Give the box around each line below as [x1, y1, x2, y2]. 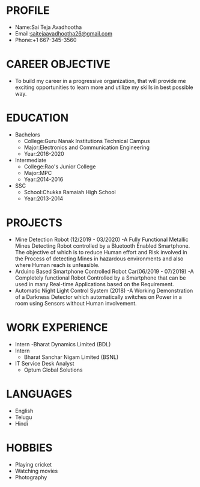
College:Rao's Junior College [23, 163, 96, 170]
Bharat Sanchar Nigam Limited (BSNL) [23, 353, 119, 361]
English [14, 407, 34, 414]
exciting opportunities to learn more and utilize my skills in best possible [14, 84, 193, 91]
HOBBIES [6, 441, 53, 455]
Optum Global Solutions [23, 366, 83, 373]
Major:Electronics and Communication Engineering [23, 144, 150, 151]
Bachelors [14, 130, 40, 138]
